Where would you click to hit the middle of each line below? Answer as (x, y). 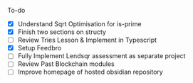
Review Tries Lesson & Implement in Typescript (87, 40)
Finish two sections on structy (62, 32)
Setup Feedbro (40, 48)
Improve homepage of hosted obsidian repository (90, 72)
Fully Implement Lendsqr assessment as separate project (101, 56)
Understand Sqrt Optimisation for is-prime (79, 24)
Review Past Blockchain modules (66, 64)
